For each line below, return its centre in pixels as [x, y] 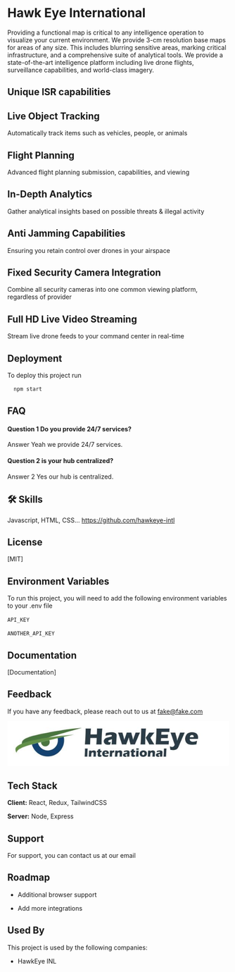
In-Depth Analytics [50, 194]
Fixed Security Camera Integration [84, 272]
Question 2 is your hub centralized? [61, 461]
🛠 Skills [25, 499]
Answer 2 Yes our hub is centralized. [61, 476]
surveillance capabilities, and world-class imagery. [81, 70]
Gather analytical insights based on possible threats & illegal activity [106, 211]
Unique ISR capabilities [59, 92]
